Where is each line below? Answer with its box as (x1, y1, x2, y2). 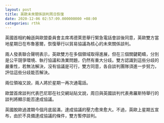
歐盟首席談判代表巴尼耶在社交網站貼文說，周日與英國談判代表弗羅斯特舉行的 (5, 90, 159, 96)
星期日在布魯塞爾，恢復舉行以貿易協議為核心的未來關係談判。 (9, 41, 133, 47)
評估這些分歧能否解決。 (5, 69, 52, 76)
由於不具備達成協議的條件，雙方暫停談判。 (13, 113, 99, 119)
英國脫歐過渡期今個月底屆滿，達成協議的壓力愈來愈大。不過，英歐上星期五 (5, 107, 155, 113)
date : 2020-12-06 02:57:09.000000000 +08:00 (5, 16, 97, 21)
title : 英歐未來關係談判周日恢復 (5, 12, 64, 17)
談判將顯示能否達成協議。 (5, 96, 57, 102)
